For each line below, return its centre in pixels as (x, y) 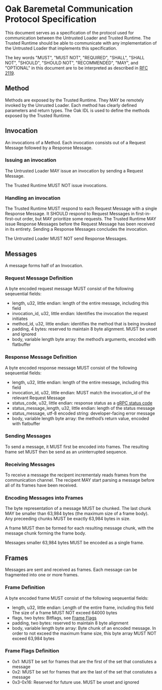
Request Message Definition (39, 278)
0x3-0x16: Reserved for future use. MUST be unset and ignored (75, 682)
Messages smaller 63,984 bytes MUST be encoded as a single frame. (74, 543)
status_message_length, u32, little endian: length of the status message (83, 408)
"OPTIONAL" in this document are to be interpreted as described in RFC (77, 68)
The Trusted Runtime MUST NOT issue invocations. (56, 185)
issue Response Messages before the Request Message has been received (80, 224)
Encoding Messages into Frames (44, 498)
